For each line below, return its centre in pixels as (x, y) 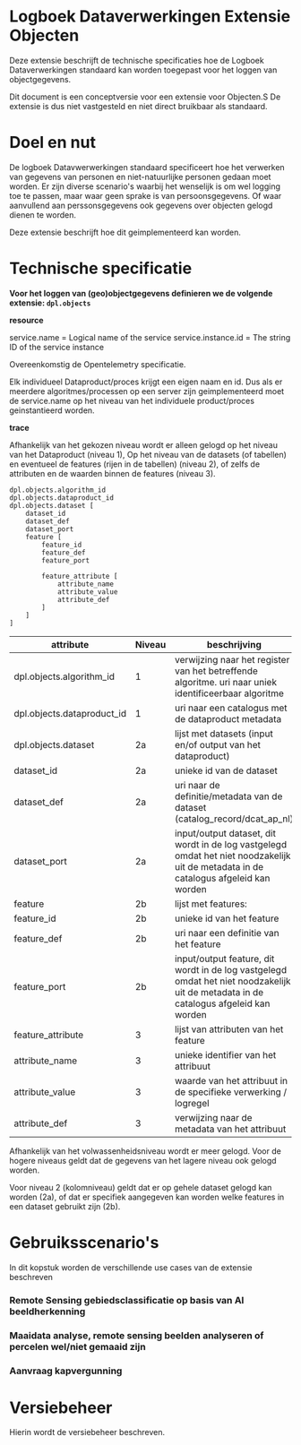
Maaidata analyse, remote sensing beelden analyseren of (137, 1335)
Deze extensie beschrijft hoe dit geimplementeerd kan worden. (125, 232)
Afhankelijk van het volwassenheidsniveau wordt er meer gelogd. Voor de (146, 1151)
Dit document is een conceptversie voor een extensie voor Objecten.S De (145, 97)
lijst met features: (211, 904)
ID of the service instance (57, 347)
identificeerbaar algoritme (229, 693)
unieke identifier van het (225, 1054)
